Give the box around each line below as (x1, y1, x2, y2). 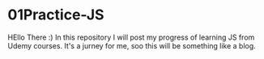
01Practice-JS (7, 6, 104, 24)
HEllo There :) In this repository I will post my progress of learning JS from (7, 32, 255, 42)
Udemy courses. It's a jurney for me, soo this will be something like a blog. (7, 40, 256, 50)
